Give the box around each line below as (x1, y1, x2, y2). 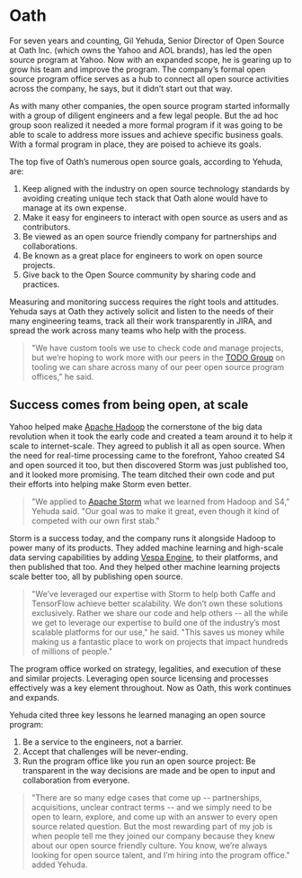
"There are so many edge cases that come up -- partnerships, (31, 792, 262, 802)
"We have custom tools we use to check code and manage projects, (31, 342, 284, 353)
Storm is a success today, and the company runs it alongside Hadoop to (9, 532, 276, 543)
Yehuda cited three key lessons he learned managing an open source (9, 709, 266, 720)
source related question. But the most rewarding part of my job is (31, 820, 273, 831)
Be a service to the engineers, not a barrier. (22, 736, 184, 747)
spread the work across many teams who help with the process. (9, 325, 247, 336)
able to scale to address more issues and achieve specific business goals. (9, 129, 284, 140)
